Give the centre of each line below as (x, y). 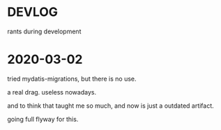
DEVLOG (32, 12)
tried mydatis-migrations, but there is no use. (72, 79)
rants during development (44, 31)
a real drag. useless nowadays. (52, 92)
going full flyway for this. (43, 119)
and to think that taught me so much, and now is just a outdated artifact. (110, 106)
